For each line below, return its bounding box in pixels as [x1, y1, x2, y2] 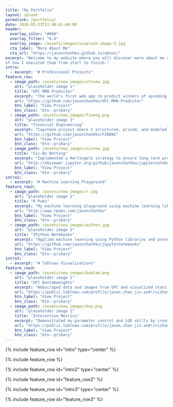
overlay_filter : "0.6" [10, 36, 59, 42]
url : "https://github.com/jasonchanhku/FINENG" [14, 132, 118, 137]
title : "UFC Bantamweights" [14, 280, 75, 285]
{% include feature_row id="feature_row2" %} [5, 376, 103, 383]
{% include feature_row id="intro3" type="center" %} [5, 386, 119, 393]
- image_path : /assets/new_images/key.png [10, 304, 102, 309]
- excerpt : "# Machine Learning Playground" [10, 179, 107, 185]
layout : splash [5, 12, 38, 17]
